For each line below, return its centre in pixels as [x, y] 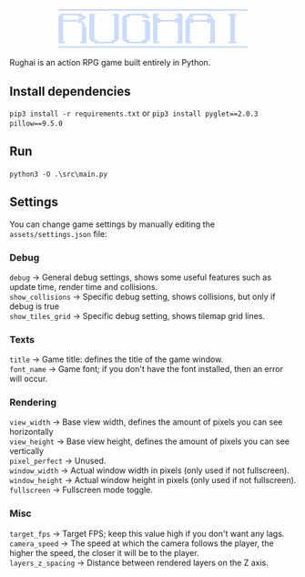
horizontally [31, 432]
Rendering [33, 403]
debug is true [35, 306]
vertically [26, 451]
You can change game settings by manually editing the [112, 224]
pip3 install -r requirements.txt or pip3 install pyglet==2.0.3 [134, 113]
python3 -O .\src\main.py [58, 174]
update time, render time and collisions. [84, 286]
